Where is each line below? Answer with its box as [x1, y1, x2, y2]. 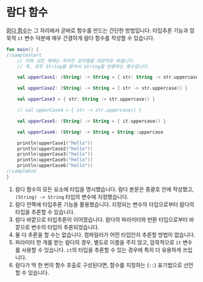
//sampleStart [6, 52, 42, 58]
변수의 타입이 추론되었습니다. [31, 223, 100, 230]
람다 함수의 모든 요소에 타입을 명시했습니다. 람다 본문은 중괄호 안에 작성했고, [14, 186, 195, 193]
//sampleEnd [6, 168, 36, 175]
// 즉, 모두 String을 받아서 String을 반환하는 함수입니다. [17, 63, 150, 70]
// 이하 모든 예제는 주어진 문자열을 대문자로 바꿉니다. [17, 58, 135, 64]
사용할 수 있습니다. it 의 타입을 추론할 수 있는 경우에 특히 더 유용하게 [21, 246, 181, 253]
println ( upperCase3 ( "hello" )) [17, 151, 94, 158]
